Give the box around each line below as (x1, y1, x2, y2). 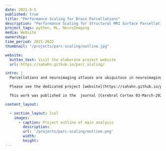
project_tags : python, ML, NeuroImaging (5, 26, 90, 30)
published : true (5, 12, 39, 17)
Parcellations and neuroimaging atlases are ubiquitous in (9, 75, 134, 80)
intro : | (5, 71, 23, 76)
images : (14, 115, 30, 121)
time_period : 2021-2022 (5, 39, 54, 44)
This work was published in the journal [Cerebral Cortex (9, 93, 134, 98)
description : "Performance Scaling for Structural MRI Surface (5, 21, 138, 26)
